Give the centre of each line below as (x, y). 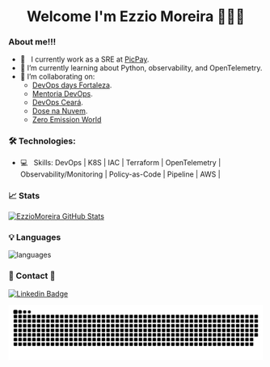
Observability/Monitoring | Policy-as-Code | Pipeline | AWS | (120, 174)
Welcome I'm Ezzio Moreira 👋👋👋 (136, 17)
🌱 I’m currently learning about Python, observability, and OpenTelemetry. (141, 68)
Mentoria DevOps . (62, 94)
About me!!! (32, 42)
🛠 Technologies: (42, 141)
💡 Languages (35, 237)
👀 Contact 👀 (32, 276)
